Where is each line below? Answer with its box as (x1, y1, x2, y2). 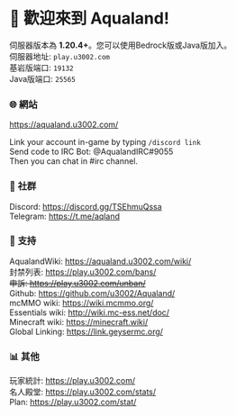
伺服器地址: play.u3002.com (9, 50, 111, 61)
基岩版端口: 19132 (9, 62, 74, 73)
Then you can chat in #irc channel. (9, 156, 138, 167)
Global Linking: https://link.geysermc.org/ (9, 326, 164, 337)
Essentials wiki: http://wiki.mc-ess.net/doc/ (9, 307, 169, 318)
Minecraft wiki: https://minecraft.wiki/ (9, 316, 149, 327)
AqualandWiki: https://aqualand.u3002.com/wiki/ (9, 256, 192, 267)
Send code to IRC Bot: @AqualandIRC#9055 (9, 146, 174, 158)
